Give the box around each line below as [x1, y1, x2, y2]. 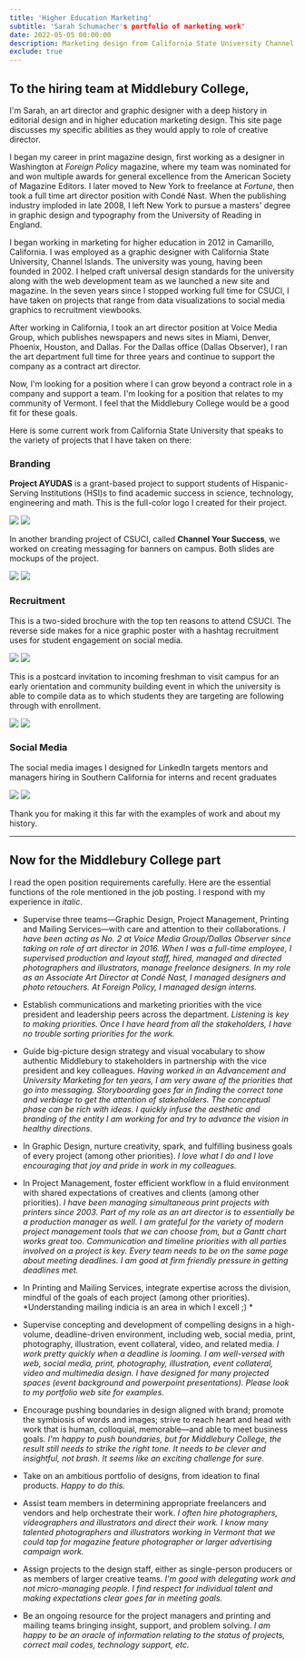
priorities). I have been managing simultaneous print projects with [22, 1197, 270, 1208]
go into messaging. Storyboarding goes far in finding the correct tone [22, 1084, 284, 1095]
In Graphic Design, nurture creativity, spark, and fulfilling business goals [22, 1141, 293, 1151]
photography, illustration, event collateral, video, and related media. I [22, 1338, 280, 1349]
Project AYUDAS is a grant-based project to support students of [9, 478, 251, 489]
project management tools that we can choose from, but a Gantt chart [22, 1225, 287, 1237]
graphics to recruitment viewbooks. [9, 304, 143, 315]
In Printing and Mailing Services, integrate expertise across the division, [22, 1282, 291, 1292]
